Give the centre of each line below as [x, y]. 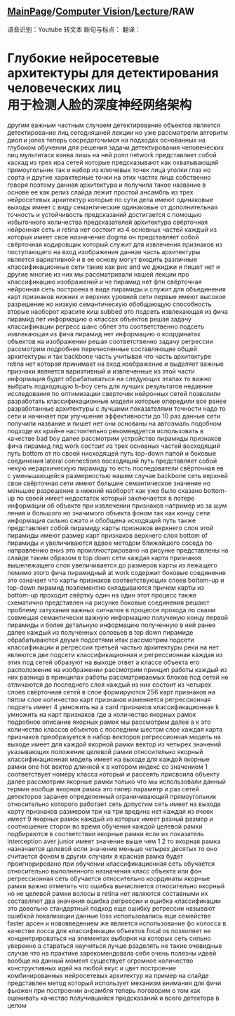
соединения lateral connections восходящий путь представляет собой [112, 461]
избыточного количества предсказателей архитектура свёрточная [108, 222]
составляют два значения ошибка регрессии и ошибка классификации [114, 901]
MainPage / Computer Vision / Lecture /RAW [101, 12]
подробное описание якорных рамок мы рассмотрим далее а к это [109, 722]
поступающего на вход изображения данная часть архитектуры [104, 251]
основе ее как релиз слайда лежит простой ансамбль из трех [100, 192]
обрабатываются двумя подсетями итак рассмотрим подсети [101, 640]
